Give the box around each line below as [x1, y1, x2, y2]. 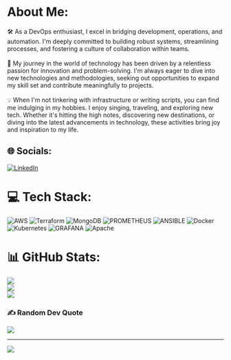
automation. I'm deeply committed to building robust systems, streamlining [7, 37, 219, 45]
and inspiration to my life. [7, 125, 79, 134]
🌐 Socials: [7, 145, 52, 157]
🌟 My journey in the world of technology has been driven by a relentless [7, 59, 211, 67]
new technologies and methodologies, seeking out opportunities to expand [7, 74, 219, 82]
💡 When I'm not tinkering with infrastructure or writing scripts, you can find [7, 96, 220, 104]
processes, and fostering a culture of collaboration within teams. [7, 44, 190, 52]
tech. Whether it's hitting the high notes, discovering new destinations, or [7, 111, 215, 119]
